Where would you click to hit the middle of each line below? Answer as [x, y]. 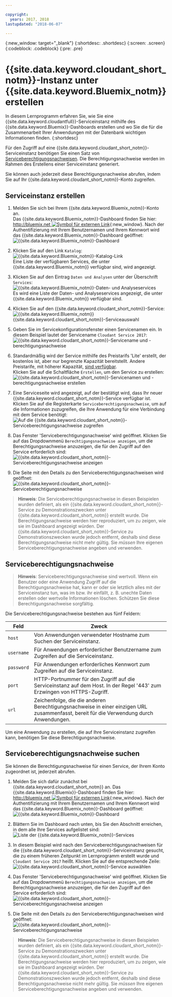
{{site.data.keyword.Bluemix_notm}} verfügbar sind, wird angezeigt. [84, 267]
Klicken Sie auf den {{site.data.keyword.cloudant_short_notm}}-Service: [89, 309]
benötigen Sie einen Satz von [69, 153]
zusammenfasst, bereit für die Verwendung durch [94, 713]
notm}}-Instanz [39, 80]
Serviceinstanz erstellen [45, 196]
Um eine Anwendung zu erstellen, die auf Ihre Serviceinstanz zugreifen [80, 732]
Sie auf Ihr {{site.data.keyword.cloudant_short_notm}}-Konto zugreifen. [80, 179]
